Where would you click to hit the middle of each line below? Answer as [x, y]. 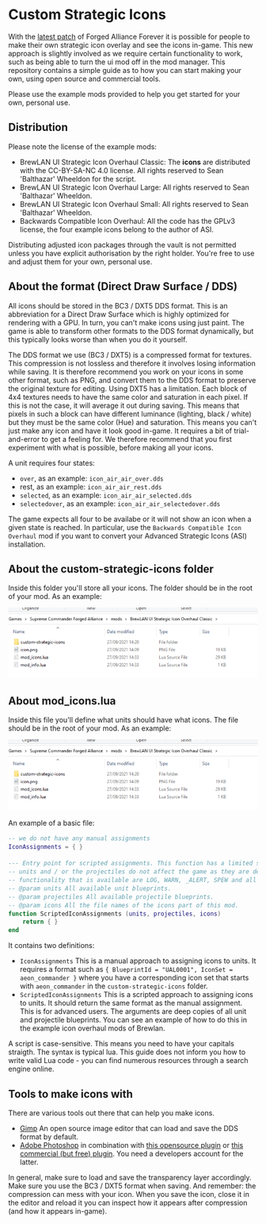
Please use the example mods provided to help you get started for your [124, 94]
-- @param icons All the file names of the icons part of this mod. [123, 905]
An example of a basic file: [51, 823]
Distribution [38, 127]
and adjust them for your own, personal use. [80, 261]
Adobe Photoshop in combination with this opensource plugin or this [131, 1145]
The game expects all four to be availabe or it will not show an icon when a [130, 519]
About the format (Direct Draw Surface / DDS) [123, 287]
